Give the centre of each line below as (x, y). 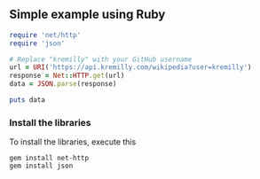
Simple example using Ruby (87, 15)
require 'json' (37, 43)
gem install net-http (49, 159)
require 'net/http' (45, 35)
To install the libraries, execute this (73, 142)
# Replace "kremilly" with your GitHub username (101, 59)
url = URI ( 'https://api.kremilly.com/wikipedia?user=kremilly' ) (130, 67)
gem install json (41, 166)
